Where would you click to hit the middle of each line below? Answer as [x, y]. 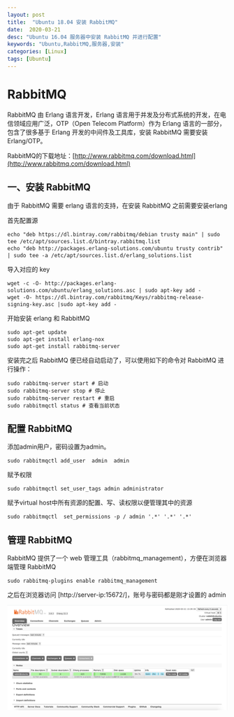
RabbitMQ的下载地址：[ [41, 155]
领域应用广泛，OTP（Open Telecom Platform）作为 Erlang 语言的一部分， [119, 123]
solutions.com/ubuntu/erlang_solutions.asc [72, 290]
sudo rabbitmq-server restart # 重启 [61, 398]
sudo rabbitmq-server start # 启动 [58, 383]
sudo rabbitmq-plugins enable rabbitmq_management [82, 581]
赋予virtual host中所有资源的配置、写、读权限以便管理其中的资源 [100, 502]
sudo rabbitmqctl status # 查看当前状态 [64, 405]
